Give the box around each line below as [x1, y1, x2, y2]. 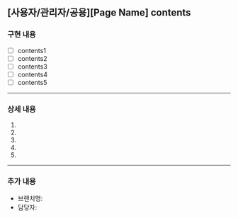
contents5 [17, 78, 47, 86]
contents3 [17, 62, 47, 71]
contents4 [17, 70, 48, 79]
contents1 [17, 46, 46, 54]
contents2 [17, 54, 47, 62]
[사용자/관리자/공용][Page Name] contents [7, 6, 191, 19]
